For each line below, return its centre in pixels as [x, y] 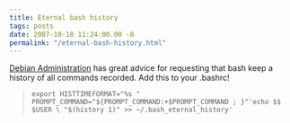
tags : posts [31, 26]
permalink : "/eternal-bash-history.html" [88, 43]
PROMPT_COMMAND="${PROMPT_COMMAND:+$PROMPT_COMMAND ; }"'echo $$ [156, 102]
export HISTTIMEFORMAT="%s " [86, 94]
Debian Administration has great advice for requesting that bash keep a [141, 68]
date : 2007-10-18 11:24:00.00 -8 [72, 34]
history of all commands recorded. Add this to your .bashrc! [120, 78]
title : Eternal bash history [64, 18]
